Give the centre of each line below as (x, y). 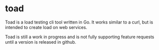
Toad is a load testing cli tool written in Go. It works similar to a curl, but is (79, 22)
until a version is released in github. (41, 42)
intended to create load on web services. (46, 27)
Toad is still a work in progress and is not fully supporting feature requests (80, 37)
